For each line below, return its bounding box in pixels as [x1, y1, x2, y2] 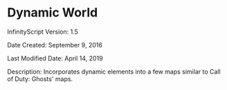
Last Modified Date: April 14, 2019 [7, 54, 103, 63]
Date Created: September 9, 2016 [7, 41, 102, 49]
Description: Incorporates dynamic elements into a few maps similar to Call [7, 67, 221, 76]
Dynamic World [7, 5, 98, 21]
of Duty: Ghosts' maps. [7, 74, 73, 83]
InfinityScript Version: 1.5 [7, 27, 78, 36]
